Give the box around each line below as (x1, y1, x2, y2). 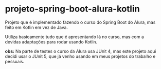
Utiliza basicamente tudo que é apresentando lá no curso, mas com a (5, 34, 144, 40)
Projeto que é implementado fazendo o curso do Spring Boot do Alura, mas (5, 19, 156, 25)
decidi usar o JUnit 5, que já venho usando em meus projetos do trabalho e (5, 53, 156, 59)
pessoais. (5, 58, 24, 64)
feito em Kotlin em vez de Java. (5, 24, 68, 30)
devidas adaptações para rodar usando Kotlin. (5, 39, 98, 44)
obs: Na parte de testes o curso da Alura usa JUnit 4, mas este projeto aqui (5, 48, 157, 54)
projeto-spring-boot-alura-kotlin (5, 3, 140, 14)
